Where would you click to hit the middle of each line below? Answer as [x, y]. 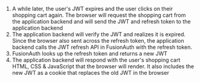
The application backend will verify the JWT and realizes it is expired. [99, 34]
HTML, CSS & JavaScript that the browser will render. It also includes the [103, 66]
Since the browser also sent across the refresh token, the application [98, 41]
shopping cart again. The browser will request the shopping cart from [99, 15]
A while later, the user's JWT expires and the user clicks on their [92, 9]
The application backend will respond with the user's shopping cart [96, 60]
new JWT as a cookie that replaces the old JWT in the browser [91, 73]
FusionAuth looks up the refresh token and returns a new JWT [90, 53]
